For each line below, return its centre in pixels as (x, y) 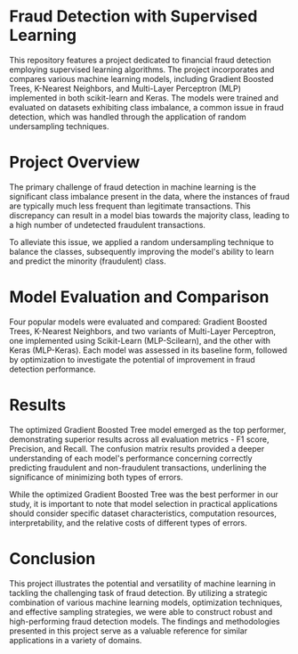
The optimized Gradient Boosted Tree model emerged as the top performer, (148, 429)
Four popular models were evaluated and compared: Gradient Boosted (138, 322)
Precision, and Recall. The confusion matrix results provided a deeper (137, 448)
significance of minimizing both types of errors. (97, 477)
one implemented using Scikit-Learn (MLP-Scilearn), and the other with (140, 340)
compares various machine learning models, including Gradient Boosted (141, 78)
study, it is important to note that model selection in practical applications (144, 503)
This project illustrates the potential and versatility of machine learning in (142, 583)
